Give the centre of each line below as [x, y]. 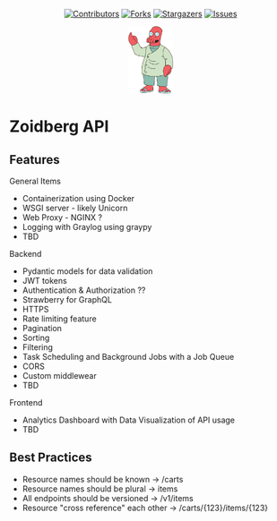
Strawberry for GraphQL [67, 299]
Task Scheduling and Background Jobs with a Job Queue [128, 357]
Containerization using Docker [78, 198]
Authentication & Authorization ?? [84, 290]
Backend [26, 254]
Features [35, 160]
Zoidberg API [59, 127]
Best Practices [51, 458]
